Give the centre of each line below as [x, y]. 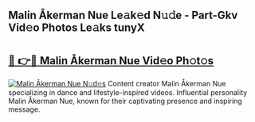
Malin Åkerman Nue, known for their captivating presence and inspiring [126, 101]
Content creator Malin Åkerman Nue [167, 84]
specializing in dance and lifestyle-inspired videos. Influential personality [128, 92]
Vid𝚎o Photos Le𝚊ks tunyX [76, 28]
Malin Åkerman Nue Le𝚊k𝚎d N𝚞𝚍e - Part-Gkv [123, 15]
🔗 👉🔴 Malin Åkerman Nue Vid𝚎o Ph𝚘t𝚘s [111, 61]
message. [24, 109]
